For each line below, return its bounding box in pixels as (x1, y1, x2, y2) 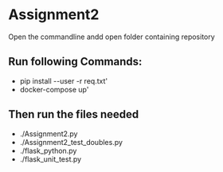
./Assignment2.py (19, 129, 78, 139)
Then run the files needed (8, 107, 139, 121)
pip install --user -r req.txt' (19, 76, 108, 85)
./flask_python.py (19, 146, 77, 155)
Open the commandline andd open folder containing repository (8, 32, 215, 41)
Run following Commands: (8, 55, 143, 68)
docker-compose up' (19, 84, 89, 94)
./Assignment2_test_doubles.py (19, 137, 123, 147)
